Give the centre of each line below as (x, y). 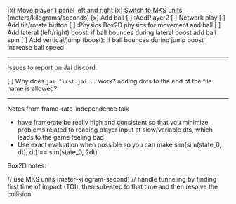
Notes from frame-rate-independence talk (68, 109)
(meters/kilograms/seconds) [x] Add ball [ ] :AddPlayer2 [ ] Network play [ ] (117, 18)
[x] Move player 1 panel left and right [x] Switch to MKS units (95, 10)
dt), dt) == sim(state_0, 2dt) (57, 152)
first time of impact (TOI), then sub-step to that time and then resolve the (113, 186)
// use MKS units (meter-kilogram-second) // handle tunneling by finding (112, 179)
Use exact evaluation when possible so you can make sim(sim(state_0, (119, 144)
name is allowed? (32, 88)
